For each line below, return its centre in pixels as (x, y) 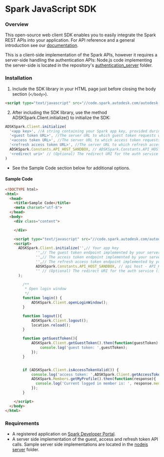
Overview (17, 25)
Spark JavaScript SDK (51, 9)
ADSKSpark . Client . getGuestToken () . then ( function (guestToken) (95, 343)
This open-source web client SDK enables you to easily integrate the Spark (81, 35)
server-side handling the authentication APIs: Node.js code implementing (79, 60)
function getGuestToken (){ (50, 339)
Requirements (22, 423)
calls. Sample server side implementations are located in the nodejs (80, 444)
